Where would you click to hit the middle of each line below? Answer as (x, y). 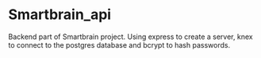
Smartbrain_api (60, 15)
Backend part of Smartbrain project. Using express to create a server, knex (130, 37)
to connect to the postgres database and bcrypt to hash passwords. (119, 44)
